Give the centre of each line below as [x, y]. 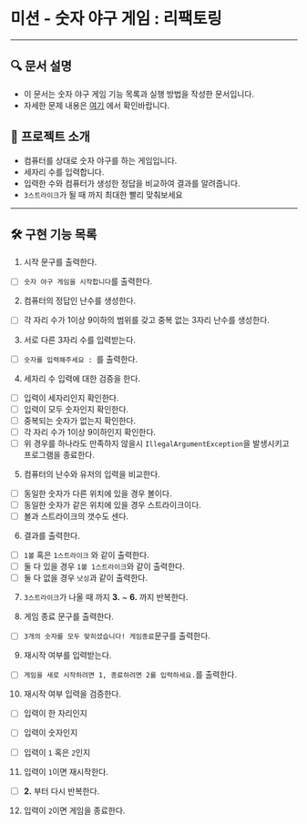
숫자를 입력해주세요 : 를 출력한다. [81, 359]
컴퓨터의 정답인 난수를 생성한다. [79, 300]
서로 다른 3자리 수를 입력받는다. [79, 340]
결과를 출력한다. [51, 536]
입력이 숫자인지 [51, 733]
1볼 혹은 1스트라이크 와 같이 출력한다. [86, 555]
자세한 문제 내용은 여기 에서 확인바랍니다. [97, 105]
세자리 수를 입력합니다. [64, 172]
